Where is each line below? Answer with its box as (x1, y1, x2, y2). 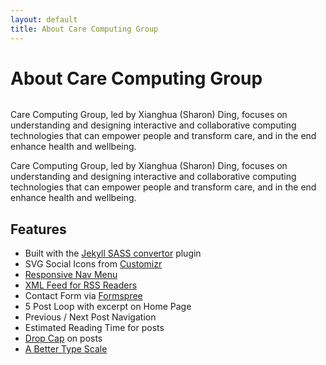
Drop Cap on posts (24, 332, 103, 345)
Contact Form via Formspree (24, 290, 143, 302)
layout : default (10, 14, 78, 25)
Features (10, 221, 67, 238)
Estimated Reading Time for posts (24, 322, 165, 334)
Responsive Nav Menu (24, 269, 118, 281)
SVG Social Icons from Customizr (24, 258, 163, 270)
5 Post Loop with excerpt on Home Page (24, 301, 192, 313)
